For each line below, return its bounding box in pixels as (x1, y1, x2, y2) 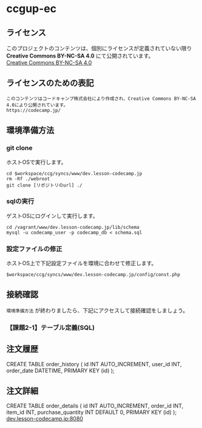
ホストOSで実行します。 (6, 158, 67, 165)
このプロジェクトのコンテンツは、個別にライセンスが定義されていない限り (6, 45, 192, 51)
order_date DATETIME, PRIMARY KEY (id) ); (6, 367, 115, 374)
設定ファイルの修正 (6, 245, 62, 253)
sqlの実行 (6, 197, 35, 206)
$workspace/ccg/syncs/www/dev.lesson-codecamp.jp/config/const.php (6, 272, 181, 278)
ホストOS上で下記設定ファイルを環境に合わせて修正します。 (6, 260, 157, 267)
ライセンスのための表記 (6, 78, 94, 88)
